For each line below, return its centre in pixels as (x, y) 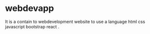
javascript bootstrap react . (32, 26)
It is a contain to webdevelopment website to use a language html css (75, 22)
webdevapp (30, 8)
